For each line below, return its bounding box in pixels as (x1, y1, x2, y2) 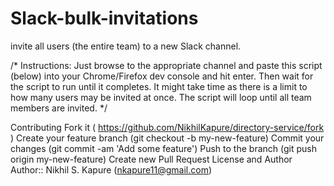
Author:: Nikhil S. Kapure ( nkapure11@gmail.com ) (10, 163, 213, 176)
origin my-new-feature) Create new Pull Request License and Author (10, 153, 293, 165)
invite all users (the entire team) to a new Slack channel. (10, 40, 242, 52)
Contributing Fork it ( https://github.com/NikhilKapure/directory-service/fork (10, 121, 325, 133)
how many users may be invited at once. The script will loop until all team (10, 91, 312, 103)
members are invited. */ (10, 102, 108, 114)
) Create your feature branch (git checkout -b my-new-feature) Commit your (10, 132, 325, 144)
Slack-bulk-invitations (10, 7, 199, 30)
